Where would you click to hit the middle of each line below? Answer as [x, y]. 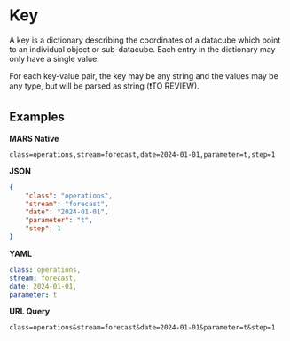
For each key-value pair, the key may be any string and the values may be [144, 75]
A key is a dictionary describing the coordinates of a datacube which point [145, 40]
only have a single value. [55, 58]
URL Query [30, 312]
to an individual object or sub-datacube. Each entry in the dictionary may [142, 49]
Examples [37, 117]
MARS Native [34, 138]
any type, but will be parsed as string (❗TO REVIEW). [104, 86]
